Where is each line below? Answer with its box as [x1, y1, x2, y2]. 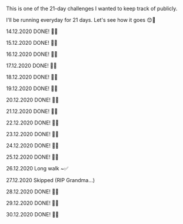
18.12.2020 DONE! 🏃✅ [6, 74, 58, 80]
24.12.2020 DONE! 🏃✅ [6, 142, 59, 149]
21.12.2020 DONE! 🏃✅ [6, 108, 58, 114]
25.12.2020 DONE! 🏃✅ [6, 153, 59, 160]
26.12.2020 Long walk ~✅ [6, 165, 69, 172]
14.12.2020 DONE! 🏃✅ [6, 28, 58, 35]
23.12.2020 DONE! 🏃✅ [6, 131, 59, 137]
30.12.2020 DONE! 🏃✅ [6, 211, 59, 218]
